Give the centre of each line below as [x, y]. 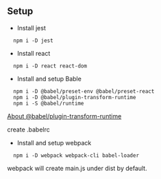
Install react [34, 53]
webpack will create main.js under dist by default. [77, 168]
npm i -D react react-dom [50, 66]
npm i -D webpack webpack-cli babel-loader [76, 155]
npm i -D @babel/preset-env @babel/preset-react [84, 91]
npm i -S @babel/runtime [49, 103]
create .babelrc [28, 129]
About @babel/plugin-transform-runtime [64, 116]
